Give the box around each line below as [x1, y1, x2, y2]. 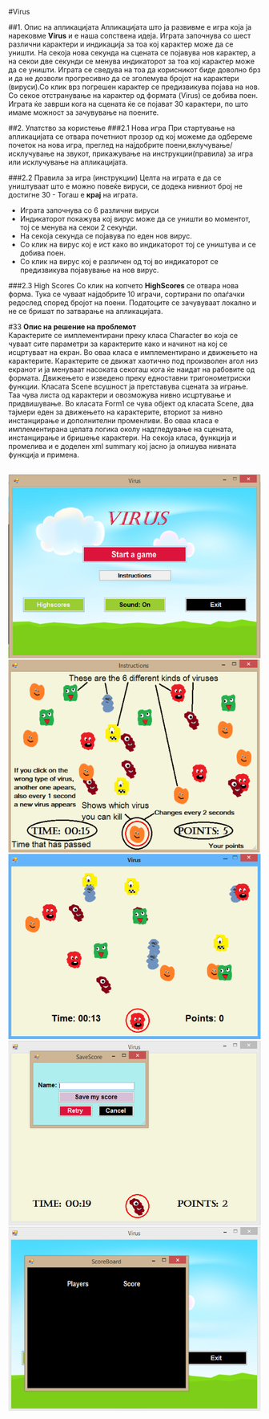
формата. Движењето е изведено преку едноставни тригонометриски [8, 373, 251, 382]
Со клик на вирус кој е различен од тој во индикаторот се [19, 257, 219, 266]
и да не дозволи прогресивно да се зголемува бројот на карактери [8, 74, 239, 83]
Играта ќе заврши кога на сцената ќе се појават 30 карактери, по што [8, 100, 249, 108]
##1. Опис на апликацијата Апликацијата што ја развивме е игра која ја [8, 22, 252, 31]
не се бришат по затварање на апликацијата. [8, 307, 163, 316]
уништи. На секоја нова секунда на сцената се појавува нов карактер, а [8, 48, 256, 57]
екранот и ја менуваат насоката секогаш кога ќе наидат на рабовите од [8, 365, 255, 374]
